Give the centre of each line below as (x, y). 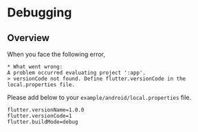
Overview (29, 38)
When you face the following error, (56, 54)
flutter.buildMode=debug (43, 122)
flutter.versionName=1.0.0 (46, 110)
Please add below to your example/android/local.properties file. (99, 97)
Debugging (40, 13)
